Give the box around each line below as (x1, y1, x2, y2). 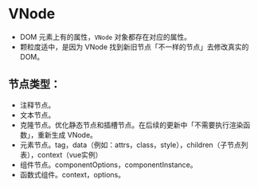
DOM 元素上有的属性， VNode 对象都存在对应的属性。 (19, 32, 191, 41)
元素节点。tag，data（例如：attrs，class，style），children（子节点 (19, 140, 241, 150)
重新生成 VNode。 (37, 130, 98, 139)
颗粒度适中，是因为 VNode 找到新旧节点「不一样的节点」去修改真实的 (19, 41, 249, 52)
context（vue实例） (37, 150, 103, 159)
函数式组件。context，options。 (19, 169, 126, 179)
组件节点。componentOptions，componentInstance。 (19, 160, 197, 169)
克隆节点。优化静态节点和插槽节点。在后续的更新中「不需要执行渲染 (19, 120, 244, 130)
